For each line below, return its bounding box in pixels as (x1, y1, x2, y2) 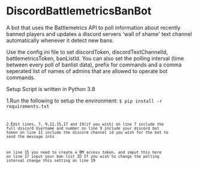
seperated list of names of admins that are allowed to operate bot (6, 67, 168, 74)
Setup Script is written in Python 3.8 (6, 85, 95, 92)
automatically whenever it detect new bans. (6, 37, 114, 44)
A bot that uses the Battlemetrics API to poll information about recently (6, 24, 181, 31)
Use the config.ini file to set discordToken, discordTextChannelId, (6, 48, 168, 55)
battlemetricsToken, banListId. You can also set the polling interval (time (6, 55, 184, 62)
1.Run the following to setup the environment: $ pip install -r (6, 97, 163, 104)
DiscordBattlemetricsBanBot (6, 4, 152, 18)
